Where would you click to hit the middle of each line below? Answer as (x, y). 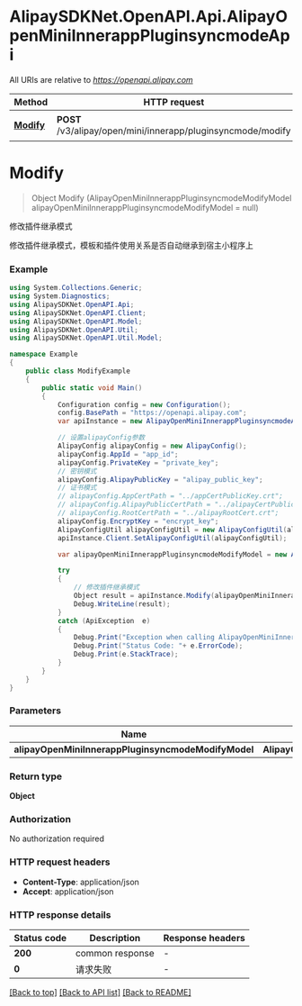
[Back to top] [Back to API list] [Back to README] (100, 992)
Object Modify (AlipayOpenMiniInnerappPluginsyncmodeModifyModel (161, 198)
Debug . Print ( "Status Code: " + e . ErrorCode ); (158, 646)
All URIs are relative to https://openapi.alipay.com (101, 79)
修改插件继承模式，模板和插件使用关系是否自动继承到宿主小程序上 (131, 245)
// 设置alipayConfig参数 (101, 438)
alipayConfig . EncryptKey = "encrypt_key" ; (138, 521)
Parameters (35, 711)
